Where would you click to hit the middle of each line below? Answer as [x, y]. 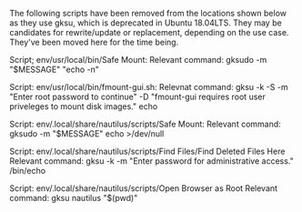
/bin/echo [28, 171]
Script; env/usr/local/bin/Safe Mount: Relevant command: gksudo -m [138, 60]
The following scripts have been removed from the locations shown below [148, 13]
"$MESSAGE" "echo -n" [55, 69]
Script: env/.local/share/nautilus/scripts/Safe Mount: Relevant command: [146, 124]
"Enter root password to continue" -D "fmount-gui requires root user [137, 96]
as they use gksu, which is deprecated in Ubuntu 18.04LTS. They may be [146, 23]
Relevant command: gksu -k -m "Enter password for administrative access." [151, 161]
